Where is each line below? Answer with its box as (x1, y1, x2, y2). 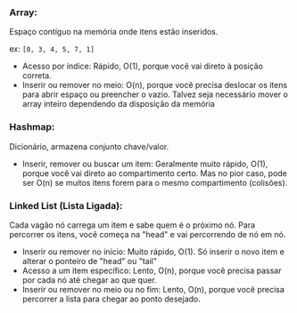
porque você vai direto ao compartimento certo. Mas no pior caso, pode (21, 167, 288, 179)
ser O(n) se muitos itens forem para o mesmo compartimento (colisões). (21, 177, 288, 188)
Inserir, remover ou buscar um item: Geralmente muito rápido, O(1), (21, 158, 268, 169)
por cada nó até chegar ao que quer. (21, 274, 158, 285)
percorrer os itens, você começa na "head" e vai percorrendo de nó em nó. (9, 229, 286, 239)
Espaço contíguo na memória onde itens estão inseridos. (9, 27, 219, 37)
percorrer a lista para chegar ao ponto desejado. (21, 293, 201, 304)
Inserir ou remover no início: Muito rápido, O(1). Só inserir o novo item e (21, 246, 285, 257)
